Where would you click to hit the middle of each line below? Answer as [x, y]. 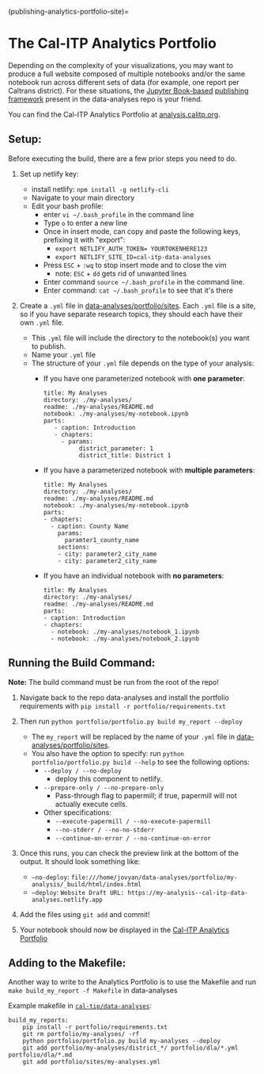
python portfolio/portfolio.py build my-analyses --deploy [122, 1042]
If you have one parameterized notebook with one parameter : [144, 378]
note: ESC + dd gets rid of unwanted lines [121, 273]
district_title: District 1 [125, 455]
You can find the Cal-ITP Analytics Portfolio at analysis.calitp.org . [114, 114]
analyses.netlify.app [67, 900]
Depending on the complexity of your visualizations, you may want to [121, 65]
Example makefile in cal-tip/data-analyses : [80, 1006]
